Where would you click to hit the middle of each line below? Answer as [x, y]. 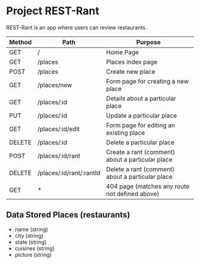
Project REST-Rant [53, 11]
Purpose [148, 42]
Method [21, 42]
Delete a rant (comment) [140, 169]
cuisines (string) [35, 248]
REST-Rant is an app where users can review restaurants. [76, 27]
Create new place [131, 72]
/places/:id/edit [59, 129]
